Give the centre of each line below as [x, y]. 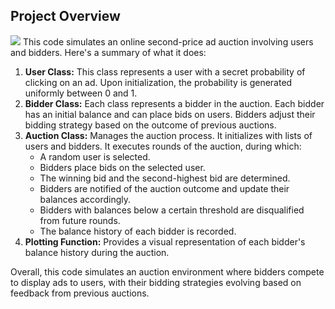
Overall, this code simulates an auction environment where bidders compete [167, 271]
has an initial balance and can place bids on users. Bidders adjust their [170, 114]
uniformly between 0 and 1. [81, 93]
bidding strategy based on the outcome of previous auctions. [150, 125]
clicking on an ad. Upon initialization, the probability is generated [158, 82]
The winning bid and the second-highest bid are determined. [165, 178]
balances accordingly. [85, 199]
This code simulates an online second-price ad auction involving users [168, 41]
